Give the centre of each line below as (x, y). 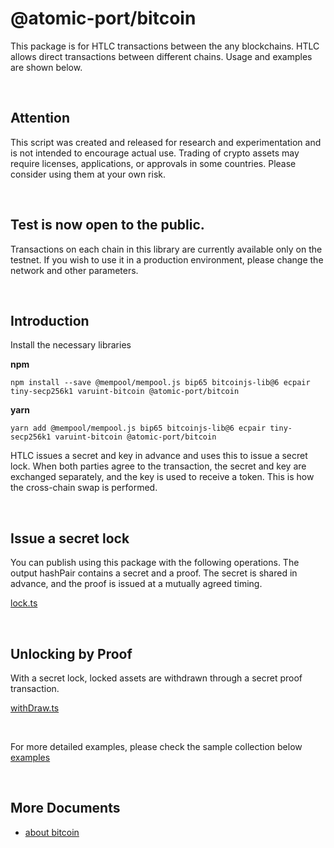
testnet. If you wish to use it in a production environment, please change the (167, 259)
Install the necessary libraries (71, 345)
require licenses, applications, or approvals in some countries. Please (153, 163)
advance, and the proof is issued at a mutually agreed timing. (136, 584)
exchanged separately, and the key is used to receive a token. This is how (162, 477)
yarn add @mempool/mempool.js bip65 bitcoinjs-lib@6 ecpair (138, 428)
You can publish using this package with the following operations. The (155, 563)
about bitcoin (52, 832)
